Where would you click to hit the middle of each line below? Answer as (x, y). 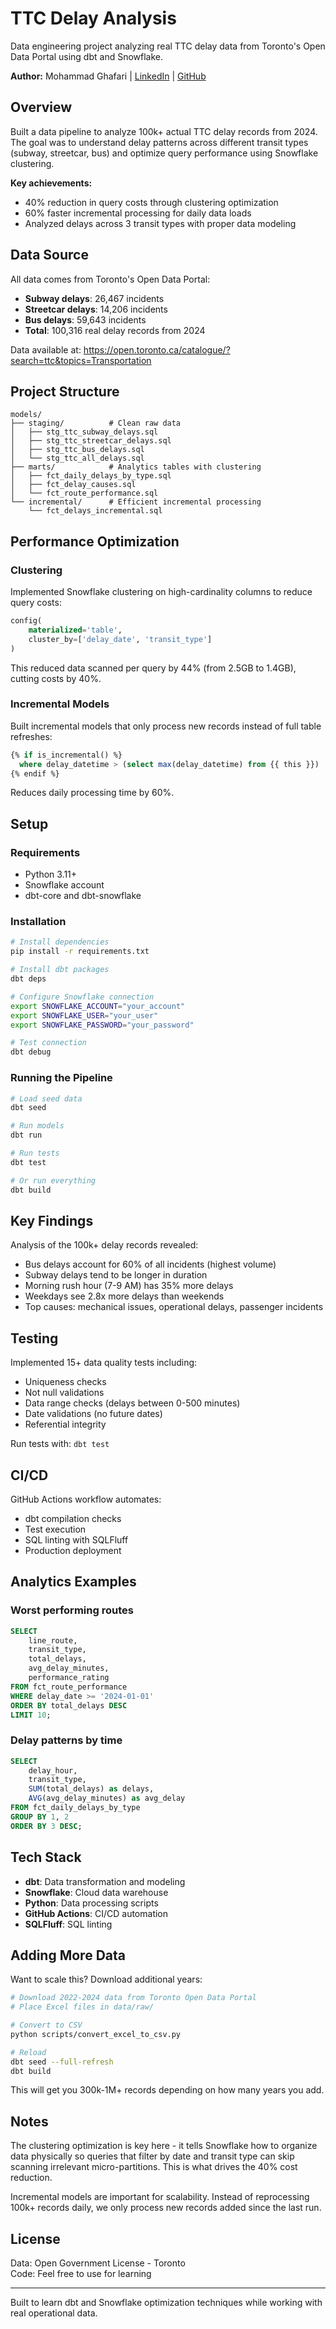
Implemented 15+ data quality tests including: (104, 1363)
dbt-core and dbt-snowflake (83, 896)
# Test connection (48, 1043)
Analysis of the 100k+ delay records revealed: (104, 1245)
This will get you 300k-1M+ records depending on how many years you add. (167, 2090)
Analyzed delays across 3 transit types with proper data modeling (160, 223)
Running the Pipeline (61, 1078)
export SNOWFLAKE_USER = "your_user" (84, 1015)
